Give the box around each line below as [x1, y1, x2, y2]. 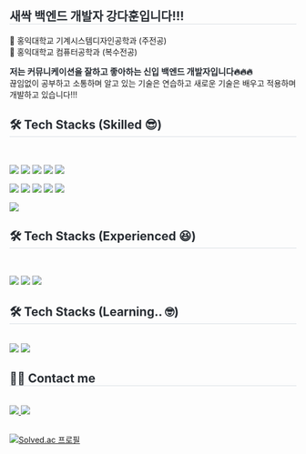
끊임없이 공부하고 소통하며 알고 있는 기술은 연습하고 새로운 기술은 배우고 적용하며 [9, 77, 297, 88]
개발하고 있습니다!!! [9, 89, 78, 100]
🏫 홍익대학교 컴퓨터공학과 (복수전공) [9, 46, 138, 57]
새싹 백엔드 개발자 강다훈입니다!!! [9, 8, 185, 25]
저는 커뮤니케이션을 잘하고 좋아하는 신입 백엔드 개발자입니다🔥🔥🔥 [9, 66, 253, 77]
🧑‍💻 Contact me [9, 370, 96, 386]
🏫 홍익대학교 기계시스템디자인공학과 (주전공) [9, 35, 167, 45]
